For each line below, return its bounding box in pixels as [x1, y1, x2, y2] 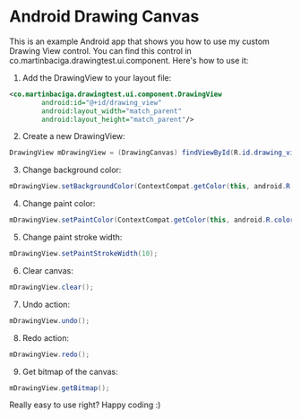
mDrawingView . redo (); [9, 350, 90, 359]
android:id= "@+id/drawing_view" [41, 98, 163, 107]
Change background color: [21, 164, 122, 176]
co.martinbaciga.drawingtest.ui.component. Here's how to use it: [9, 55, 249, 65]
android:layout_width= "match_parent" [41, 106, 182, 116]
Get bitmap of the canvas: [21, 366, 118, 377]
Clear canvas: [21, 265, 73, 275]
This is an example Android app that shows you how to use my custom [9, 36, 271, 47]
